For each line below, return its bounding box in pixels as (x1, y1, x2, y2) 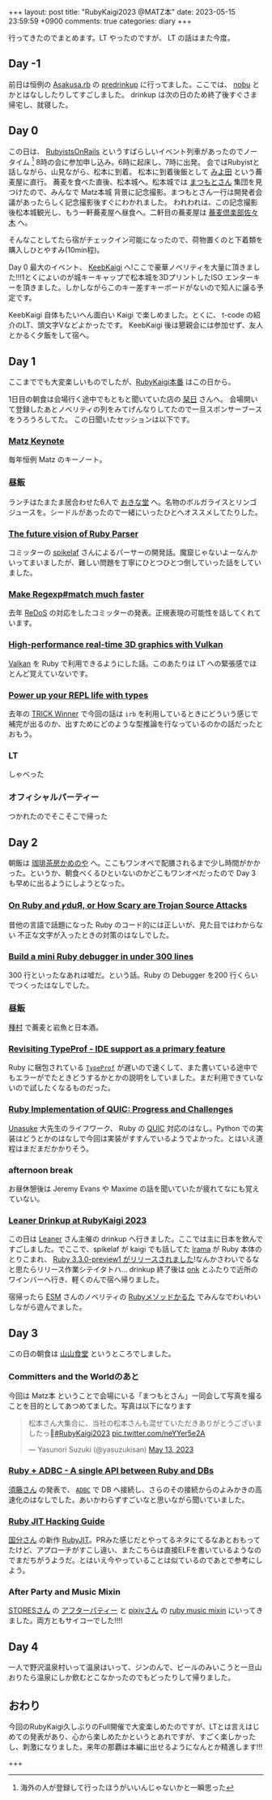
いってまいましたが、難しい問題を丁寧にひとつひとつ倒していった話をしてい (8, 557, 261, 567)
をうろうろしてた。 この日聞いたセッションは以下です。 (8, 415, 194, 425)
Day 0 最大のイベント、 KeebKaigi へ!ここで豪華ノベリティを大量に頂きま (8, 262, 253, 272)
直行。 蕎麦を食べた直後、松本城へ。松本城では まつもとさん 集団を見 (29, 177, 263, 187)
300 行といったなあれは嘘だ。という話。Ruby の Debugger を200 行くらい (8, 969, 258, 980)
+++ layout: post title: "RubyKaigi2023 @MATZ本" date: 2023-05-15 (8, 7, 236, 16)
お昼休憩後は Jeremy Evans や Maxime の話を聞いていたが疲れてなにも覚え (8, 1184, 260, 1194)
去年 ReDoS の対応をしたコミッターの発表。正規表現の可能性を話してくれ (8, 608, 255, 618)
